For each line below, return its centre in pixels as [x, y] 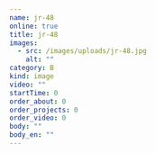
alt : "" [40, 59]
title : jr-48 [34, 34]
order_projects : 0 [44, 110]
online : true [34, 26]
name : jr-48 [32, 18]
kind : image [32, 76]
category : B [32, 68]
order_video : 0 [38, 118]
